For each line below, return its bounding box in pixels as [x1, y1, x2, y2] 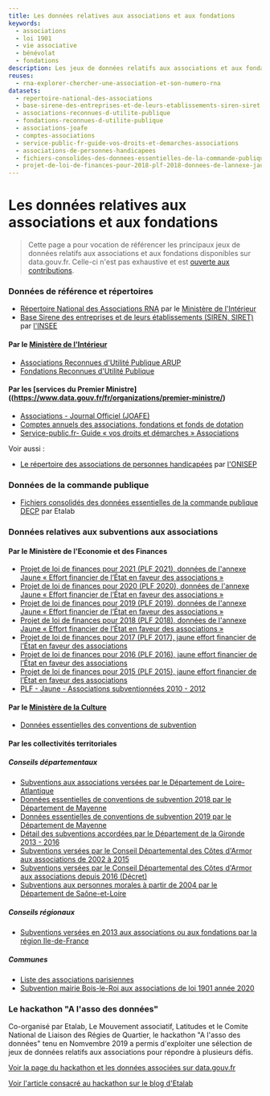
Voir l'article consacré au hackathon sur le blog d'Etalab [8, 1078, 194, 1088]
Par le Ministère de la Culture [8, 702, 107, 712]
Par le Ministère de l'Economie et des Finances [8, 546, 167, 556]
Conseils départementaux [8, 757, 98, 767]
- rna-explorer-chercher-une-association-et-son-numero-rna [15, 79, 221, 87]
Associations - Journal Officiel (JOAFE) [19, 411, 150, 420]
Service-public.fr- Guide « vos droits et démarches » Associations [19, 428, 239, 437]
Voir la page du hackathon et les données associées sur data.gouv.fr [8, 1063, 235, 1073]
